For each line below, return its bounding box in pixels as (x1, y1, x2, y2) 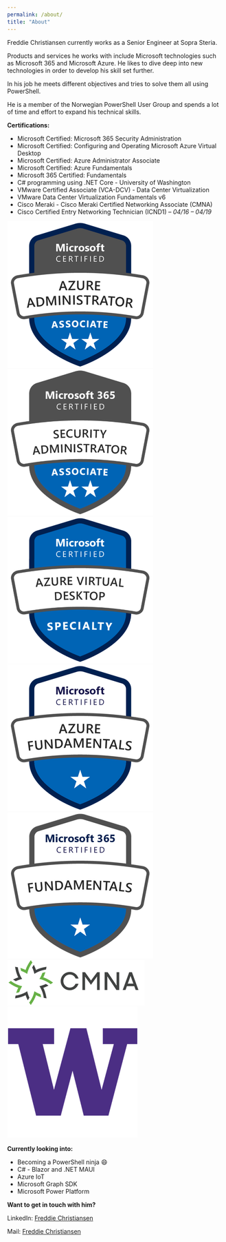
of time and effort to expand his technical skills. (7, 108, 142, 116)
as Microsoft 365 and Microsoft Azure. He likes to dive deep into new (7, 59, 203, 67)
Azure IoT (16, 1172, 45, 1181)
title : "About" (7, 18, 51, 26)
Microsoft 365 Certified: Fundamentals (16, 171, 127, 179)
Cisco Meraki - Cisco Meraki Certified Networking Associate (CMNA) (16, 200, 213, 208)
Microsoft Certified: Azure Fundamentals (16, 163, 133, 172)
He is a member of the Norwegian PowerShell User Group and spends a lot (7, 100, 219, 108)
